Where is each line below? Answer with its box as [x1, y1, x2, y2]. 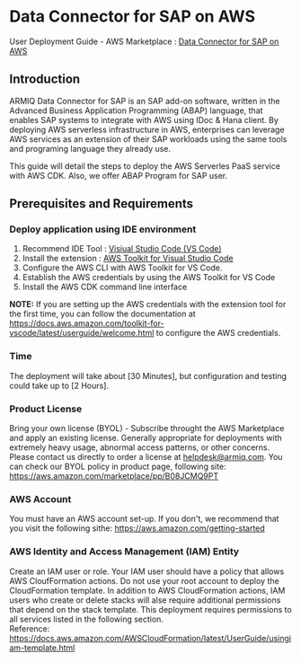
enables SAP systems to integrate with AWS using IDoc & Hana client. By [9, 114, 279, 125]
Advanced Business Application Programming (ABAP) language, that [9, 105, 263, 116]
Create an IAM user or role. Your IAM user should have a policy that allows [9, 566, 285, 577]
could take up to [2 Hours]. [9, 380, 110, 391]
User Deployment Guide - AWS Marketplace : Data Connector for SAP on [9, 36, 279, 47]
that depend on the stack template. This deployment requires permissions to [9, 604, 292, 614]
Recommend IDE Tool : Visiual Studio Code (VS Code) [22, 243, 222, 254]
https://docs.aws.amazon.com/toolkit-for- [9, 318, 164, 329]
